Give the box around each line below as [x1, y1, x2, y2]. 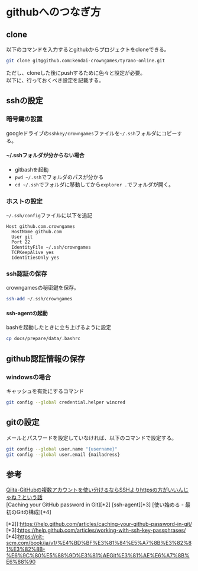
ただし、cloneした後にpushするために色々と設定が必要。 [6, 69, 146, 76]
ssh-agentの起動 [6, 309, 48, 316]
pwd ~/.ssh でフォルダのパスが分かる [14, 173, 104, 180]
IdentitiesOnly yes [11, 255, 60, 261]
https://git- [18, 533, 44, 540]
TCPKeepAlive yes [11, 250, 54, 256]
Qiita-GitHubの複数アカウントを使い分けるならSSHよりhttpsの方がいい [6, 486, 178, 493]
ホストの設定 [6, 197, 43, 205]
